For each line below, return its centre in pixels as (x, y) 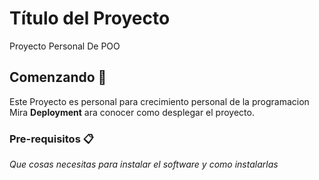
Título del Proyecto (90, 18)
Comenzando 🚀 (58, 77)
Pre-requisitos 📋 (51, 139)
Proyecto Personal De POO (65, 46)
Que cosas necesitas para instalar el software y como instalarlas (144, 164)
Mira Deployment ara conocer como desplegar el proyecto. (132, 112)
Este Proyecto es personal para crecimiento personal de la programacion (159, 101)
